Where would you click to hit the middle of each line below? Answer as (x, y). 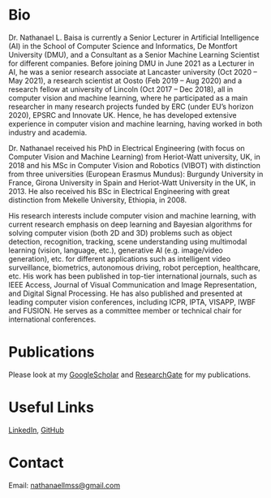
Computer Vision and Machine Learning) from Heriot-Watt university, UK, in (135, 157)
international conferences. (52, 319)
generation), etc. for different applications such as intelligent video (120, 258)
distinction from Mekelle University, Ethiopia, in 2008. (98, 200)
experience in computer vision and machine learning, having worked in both (135, 123)
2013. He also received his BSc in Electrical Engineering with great (119, 191)
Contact (36, 463)
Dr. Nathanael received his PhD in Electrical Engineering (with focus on (127, 148)
